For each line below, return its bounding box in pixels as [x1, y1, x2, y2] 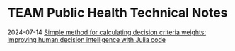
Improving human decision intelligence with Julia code [7, 35, 166, 43]
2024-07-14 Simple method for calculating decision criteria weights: [7, 28, 207, 36]
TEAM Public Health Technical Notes [7, 5, 228, 21]
